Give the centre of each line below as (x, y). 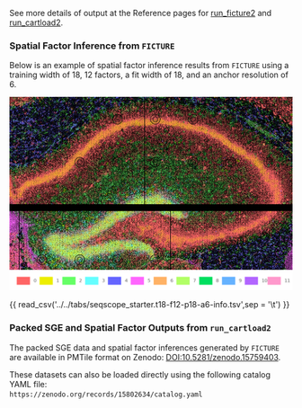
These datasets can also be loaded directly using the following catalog (140, 374)
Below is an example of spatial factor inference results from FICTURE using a (149, 66)
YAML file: (28, 384)
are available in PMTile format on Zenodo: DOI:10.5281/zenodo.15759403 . (145, 357)
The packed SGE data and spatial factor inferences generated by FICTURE (145, 347)
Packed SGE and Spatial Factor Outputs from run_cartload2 (140, 328)
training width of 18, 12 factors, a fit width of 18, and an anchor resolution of (149, 75)
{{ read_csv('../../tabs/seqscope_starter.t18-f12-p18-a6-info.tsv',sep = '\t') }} (150, 305)
